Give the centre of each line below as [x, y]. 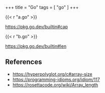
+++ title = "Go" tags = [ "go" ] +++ [42, 7]
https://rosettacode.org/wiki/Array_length [55, 84]
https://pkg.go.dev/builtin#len [36, 46]
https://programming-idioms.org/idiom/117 [56, 79]
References [24, 62]
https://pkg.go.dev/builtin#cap [37, 27]
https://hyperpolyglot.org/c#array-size [52, 74]
